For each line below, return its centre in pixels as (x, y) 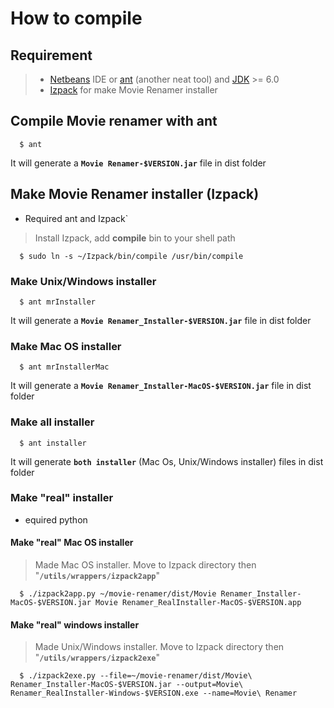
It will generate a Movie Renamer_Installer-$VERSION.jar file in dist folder (161, 320)
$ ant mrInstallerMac (64, 367)
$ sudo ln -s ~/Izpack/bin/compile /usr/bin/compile (131, 256)
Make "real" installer (62, 498)
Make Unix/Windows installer (83, 281)
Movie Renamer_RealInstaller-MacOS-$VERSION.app (198, 603)
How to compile (76, 18)
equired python (56, 519)
